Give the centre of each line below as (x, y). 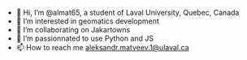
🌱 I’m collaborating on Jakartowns (73, 30)
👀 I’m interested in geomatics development (88, 21)
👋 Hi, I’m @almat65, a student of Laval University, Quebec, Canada (128, 13)
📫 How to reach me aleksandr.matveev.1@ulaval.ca (102, 47)
